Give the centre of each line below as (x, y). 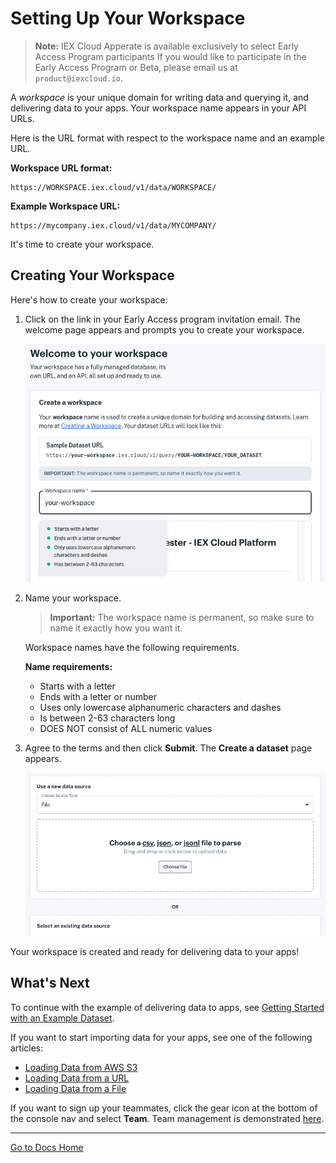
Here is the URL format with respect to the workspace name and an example (167, 138)
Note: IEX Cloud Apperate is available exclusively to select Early (166, 46)
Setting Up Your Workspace (128, 18)
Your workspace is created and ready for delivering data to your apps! (155, 952)
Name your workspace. (73, 598)
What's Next (50, 983)
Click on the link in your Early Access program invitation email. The (162, 319)
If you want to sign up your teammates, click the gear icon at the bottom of (164, 1108)
